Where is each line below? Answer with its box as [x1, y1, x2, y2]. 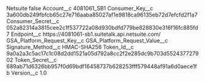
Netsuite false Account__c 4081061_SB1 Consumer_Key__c [6, 5, 154, 12]
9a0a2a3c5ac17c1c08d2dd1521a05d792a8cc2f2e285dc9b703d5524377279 [6, 50, 199, 57]
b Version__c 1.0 [6, 69, 47, 77]
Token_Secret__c [14, 56, 57, 63]
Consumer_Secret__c [6, 18, 60, 25]
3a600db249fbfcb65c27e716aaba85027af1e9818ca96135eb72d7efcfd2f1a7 [6, 11, 198, 18]
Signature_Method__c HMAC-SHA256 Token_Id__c [6, 44, 134, 50]
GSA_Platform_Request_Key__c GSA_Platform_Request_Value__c [6, 37, 168, 44]
